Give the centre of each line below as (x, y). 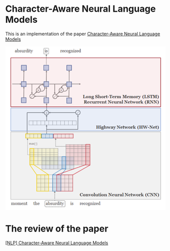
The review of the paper (57, 228)
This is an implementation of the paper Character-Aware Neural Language (83, 34)
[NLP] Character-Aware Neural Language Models (57, 243)
